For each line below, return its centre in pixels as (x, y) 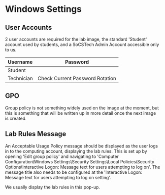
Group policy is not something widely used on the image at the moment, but (82, 108)
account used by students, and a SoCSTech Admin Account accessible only (82, 45)
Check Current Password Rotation (77, 78)
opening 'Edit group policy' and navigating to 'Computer (62, 156)
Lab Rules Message (36, 134)
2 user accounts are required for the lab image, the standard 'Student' (76, 39)
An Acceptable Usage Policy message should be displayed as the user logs (82, 146)
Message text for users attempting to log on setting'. (58, 177)
